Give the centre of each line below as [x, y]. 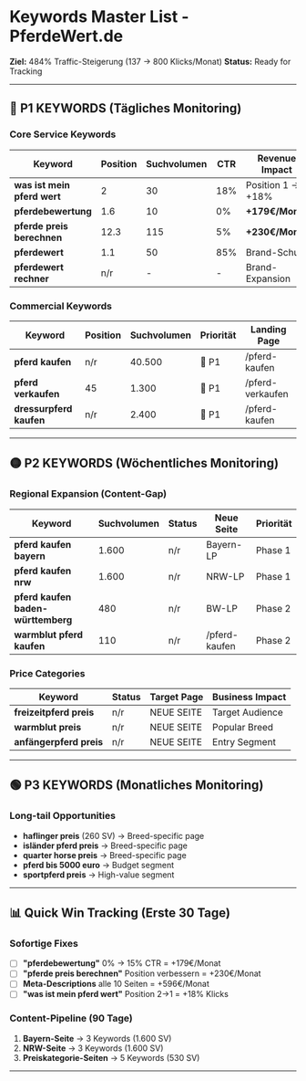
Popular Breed [243, 727]
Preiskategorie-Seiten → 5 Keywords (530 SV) [111, 1057]
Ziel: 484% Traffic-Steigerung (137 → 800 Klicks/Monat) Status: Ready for [150, 61]
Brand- [261, 267]
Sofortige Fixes [44, 943]
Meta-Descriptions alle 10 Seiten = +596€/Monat [116, 984]
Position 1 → [273, 184]
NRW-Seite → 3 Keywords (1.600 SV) [93, 1048]
